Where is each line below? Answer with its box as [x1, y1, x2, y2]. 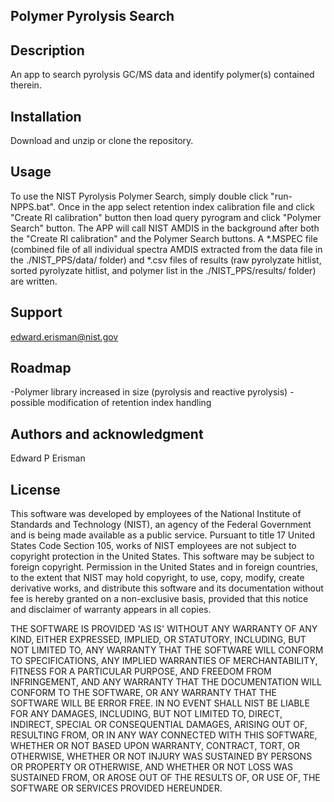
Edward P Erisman [10, 452, 86, 464]
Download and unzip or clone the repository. [10, 135, 194, 147]
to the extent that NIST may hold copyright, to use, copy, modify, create [10, 572, 305, 584]
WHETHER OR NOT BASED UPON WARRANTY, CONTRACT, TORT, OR [10, 740, 300, 752]
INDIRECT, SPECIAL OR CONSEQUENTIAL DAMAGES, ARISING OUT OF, [10, 719, 308, 731]
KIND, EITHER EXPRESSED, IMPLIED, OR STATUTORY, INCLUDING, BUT [10, 634, 307, 646]
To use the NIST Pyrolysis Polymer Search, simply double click [10, 190, 269, 202]
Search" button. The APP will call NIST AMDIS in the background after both [10, 222, 320, 234]
